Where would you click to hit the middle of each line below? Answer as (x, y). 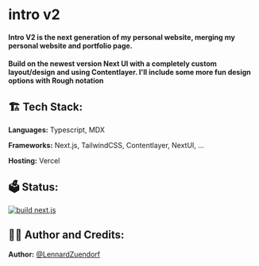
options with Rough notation (56, 80)
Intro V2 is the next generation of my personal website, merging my (122, 37)
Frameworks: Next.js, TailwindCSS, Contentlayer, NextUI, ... (106, 146)
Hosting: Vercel (34, 161)
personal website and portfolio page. (70, 45)
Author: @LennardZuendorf (54, 254)
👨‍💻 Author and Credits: (66, 235)
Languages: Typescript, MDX (56, 130)
